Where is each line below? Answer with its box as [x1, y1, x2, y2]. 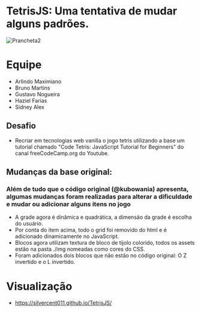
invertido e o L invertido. [14, 258, 76, 266]
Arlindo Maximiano [14, 78, 62, 85]
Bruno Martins [14, 84, 50, 91]
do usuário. [14, 220, 43, 227]
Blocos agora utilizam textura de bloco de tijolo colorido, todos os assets [14, 239, 195, 246]
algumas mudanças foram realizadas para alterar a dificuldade [6, 192, 193, 201]
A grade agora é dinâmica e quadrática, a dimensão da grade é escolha [14, 213, 192, 221]
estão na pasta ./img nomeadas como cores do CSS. [14, 245, 145, 253]
